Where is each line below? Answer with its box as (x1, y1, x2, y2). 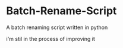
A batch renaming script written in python (6, 24, 108, 31)
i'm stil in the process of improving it (6, 35, 95, 42)
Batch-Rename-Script (6, 4, 117, 18)
